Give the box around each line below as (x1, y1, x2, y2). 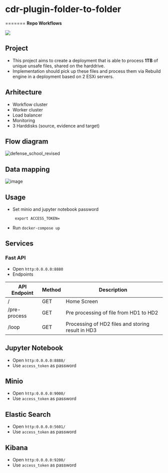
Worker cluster (12, 106, 43, 112)
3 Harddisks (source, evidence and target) (12, 123, 100, 129)
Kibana (5, 443, 28, 452)
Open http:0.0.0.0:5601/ (12, 423, 66, 430)
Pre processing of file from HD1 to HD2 (65, 309, 158, 316)
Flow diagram (5, 137, 48, 146)
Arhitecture (5, 88, 42, 96)
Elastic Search (5, 410, 51, 419)
